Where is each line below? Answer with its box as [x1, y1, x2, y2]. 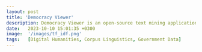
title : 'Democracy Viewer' [6, 14, 74, 20]
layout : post [6, 8, 39, 15]
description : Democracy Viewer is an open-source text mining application [6, 20, 198, 26]
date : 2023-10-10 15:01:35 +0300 [6, 25, 96, 32]
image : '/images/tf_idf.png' [6, 31, 82, 37]
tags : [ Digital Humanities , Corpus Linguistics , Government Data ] [6, 36, 182, 42]
